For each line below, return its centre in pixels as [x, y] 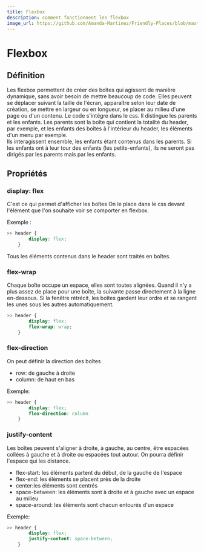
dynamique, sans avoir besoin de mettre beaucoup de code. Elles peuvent [100, 96]
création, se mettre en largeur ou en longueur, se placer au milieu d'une [96, 109]
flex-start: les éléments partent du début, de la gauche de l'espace [99, 472]
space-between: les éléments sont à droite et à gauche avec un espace [105, 492]
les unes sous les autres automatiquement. [60, 304]
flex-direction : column [58, 414]
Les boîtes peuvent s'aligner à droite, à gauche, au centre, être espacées [98, 448]
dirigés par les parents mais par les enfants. [62, 155]
